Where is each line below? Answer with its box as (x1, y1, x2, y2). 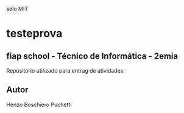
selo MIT (6, 5, 29, 12)
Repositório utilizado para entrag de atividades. (6, 67, 125, 74)
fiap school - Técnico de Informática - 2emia (6, 51, 179, 61)
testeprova (6, 27, 63, 40)
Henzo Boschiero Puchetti (6, 101, 72, 108)
